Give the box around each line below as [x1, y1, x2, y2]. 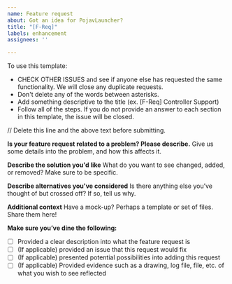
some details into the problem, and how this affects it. [7, 147, 162, 156]
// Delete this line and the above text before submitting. [7, 126, 166, 135]
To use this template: [7, 62, 68, 70]
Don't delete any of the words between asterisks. [17, 90, 159, 99]
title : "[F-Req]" [7, 23, 58, 30]
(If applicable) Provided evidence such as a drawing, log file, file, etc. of [17, 261, 225, 270]
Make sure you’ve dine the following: [7, 224, 117, 232]
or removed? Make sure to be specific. [7, 168, 118, 177]
